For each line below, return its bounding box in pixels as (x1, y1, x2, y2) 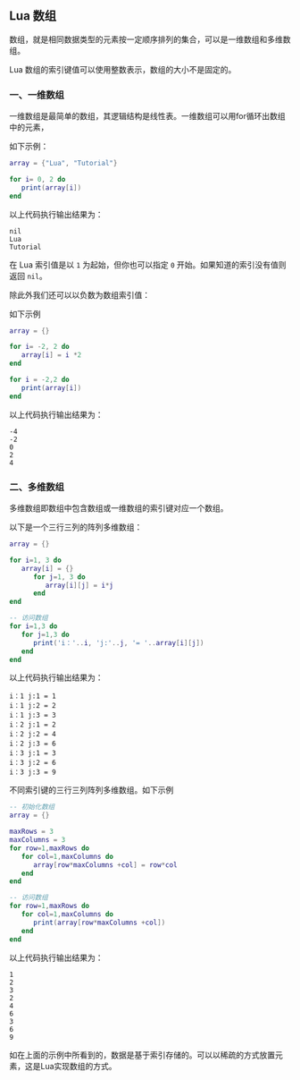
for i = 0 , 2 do (9, 174, 66, 183)
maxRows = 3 (9, 827, 54, 837)
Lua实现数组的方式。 (39, 1060, 118, 1071)
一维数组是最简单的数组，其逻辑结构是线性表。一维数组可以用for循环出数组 (9, 111, 286, 122)
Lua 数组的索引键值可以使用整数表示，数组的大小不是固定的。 (9, 64, 237, 74)
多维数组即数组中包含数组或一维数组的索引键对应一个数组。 (9, 503, 229, 514)
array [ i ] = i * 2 (21, 351, 82, 360)
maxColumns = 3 (9, 836, 66, 845)
